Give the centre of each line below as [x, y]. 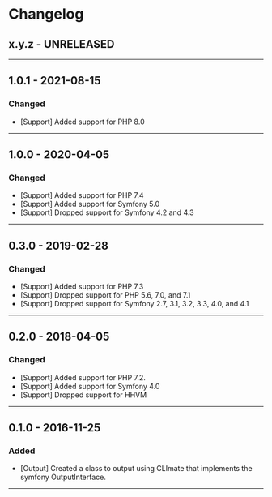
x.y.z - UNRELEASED [62, 44]
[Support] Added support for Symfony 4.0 [90, 386]
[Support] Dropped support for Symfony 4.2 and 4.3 [107, 212]
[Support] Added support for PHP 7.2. [83, 377]
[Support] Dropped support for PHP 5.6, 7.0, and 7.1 [105, 295]
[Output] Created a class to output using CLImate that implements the [136, 469]
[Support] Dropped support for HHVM [83, 395]
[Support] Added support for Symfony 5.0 [90, 204]
